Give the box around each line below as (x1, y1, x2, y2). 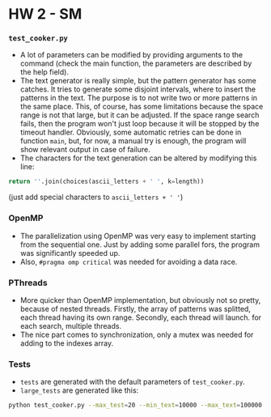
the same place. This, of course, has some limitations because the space (19, 102, 264, 112)
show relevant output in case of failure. (19, 145, 151, 155)
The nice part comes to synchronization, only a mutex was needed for (19, 330, 254, 339)
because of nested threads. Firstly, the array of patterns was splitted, (19, 304, 251, 313)
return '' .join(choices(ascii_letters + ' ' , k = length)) (8, 177, 205, 186)
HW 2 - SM (8, 5, 83, 23)
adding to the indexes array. (19, 338, 114, 348)
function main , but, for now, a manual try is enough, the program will (19, 136, 247, 146)
